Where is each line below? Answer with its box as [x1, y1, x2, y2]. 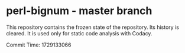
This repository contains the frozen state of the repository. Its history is [6, 24, 179, 31]
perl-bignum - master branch [6, 4, 152, 18]
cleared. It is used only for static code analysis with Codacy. [6, 29, 152, 37]
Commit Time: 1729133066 [6, 41, 72, 48]
